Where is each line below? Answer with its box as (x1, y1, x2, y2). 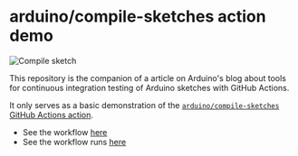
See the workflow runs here (22, 136, 127, 147)
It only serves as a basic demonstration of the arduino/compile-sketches (9, 99, 280, 110)
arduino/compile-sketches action (9, 6, 266, 27)
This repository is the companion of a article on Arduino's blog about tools (9, 72, 287, 83)
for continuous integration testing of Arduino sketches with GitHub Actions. (9, 82, 290, 93)
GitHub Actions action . (9, 109, 93, 120)
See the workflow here (22, 126, 108, 137)
